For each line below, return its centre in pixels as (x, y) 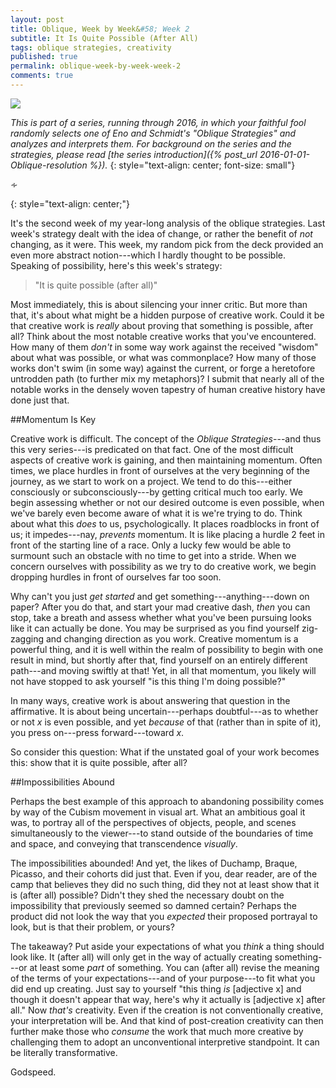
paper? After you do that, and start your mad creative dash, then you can (160, 607)
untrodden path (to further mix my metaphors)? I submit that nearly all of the (167, 378)
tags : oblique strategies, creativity (91, 47)
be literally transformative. (64, 1052)
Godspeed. (33, 1072)
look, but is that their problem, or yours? (92, 927)
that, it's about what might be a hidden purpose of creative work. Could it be (167, 315)
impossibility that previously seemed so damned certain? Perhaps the (154, 905)
